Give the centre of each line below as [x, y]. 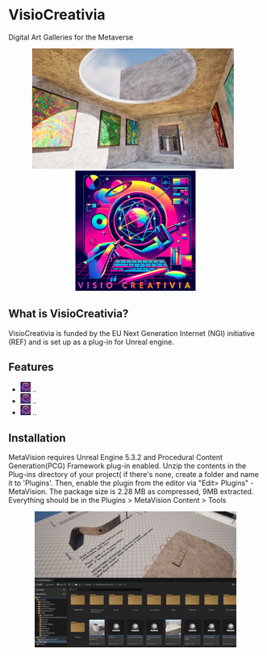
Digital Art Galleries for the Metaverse [71, 37]
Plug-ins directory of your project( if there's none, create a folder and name [134, 475]
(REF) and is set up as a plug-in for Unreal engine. [92, 342]
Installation [37, 438]
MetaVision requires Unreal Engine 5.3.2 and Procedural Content [116, 458]
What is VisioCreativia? [69, 314]
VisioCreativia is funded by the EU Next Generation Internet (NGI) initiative [132, 333]
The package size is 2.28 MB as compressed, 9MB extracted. [152, 492]
